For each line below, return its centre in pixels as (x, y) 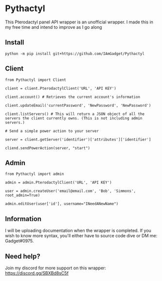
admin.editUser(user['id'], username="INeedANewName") (62, 204)
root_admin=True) (23, 195)
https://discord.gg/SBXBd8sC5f (37, 273)
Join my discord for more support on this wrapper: (55, 268)
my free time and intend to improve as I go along (54, 27)
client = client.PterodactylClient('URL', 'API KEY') (61, 88)
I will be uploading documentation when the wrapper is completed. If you (78, 231)
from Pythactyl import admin (35, 174)
